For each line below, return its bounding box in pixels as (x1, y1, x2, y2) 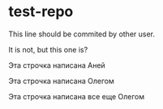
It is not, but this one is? (8, 44, 88, 54)
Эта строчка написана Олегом (8, 76, 115, 86)
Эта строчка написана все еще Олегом (8, 91, 144, 101)
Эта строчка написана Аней (8, 60, 105, 70)
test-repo (8, 2, 74, 21)
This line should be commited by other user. (8, 29, 156, 39)
